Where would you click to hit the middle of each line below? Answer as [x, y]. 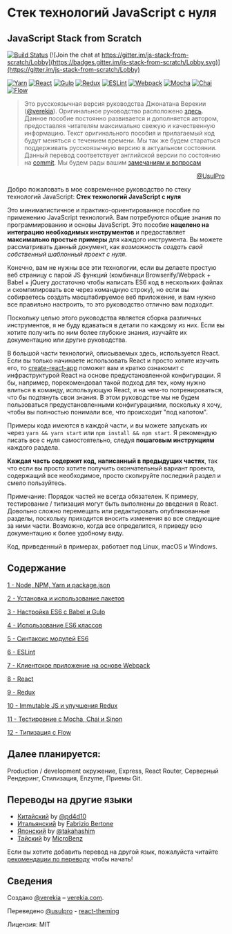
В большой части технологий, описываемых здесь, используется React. [114, 353]
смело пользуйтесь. [37, 483]
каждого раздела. [33, 447]
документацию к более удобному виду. [66, 533]
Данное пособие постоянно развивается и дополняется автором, [121, 118]
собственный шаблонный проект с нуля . [67, 254]
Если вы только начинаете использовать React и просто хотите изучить [113, 360]
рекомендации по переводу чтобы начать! [70, 859]
